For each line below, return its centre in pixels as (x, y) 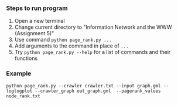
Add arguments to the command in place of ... (71, 46)
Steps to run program (37, 8)
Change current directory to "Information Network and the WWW (93, 27)
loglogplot (19, 91)
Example (19, 73)
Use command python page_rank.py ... (63, 40)
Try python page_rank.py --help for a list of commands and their (93, 52)
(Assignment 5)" (34, 33)
